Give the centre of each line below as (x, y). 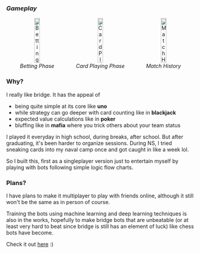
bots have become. (30, 232)
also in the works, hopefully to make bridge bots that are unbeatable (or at (98, 220)
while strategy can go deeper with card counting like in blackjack (95, 112)
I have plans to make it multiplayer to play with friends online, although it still (100, 196)
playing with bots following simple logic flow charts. (70, 167)
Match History (163, 66)
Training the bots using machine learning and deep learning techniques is (96, 214)
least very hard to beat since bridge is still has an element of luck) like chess (100, 226)
